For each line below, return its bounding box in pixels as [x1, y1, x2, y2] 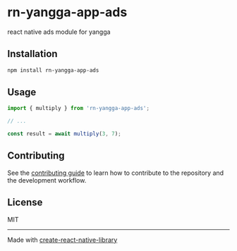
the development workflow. [7, 176, 87, 184]
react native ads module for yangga [7, 27, 111, 36]
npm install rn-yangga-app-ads [7, 66, 99, 74]
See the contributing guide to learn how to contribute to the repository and [7, 169, 224, 177]
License [7, 197, 43, 209]
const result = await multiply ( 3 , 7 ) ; [7, 130, 121, 137]
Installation [7, 48, 58, 60]
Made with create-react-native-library [7, 235, 118, 244]
